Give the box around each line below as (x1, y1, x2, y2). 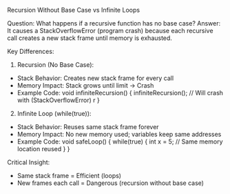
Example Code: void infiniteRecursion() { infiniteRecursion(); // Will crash (17, 89, 224, 97)
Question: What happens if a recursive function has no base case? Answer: (7, 19, 221, 27)
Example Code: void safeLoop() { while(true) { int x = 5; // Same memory (17, 137, 223, 146)
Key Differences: (7, 48, 54, 55)
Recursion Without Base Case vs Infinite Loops (7, 6, 140, 14)
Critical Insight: (7, 158, 50, 166)
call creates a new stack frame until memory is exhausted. (7, 34, 172, 42)
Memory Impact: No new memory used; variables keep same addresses (17, 130, 222, 138)
